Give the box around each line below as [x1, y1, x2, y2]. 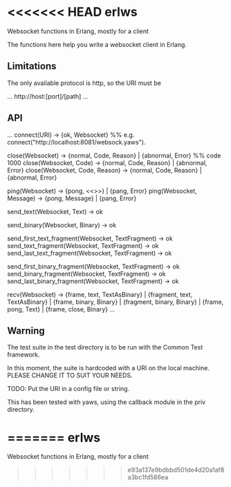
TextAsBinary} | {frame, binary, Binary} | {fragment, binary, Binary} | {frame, [7, 298, 224, 306]
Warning [7, 325, 45, 336]
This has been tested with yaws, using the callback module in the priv [7, 398, 206, 406]
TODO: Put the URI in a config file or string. [7, 385, 130, 393]
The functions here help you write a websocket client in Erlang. [7, 40, 187, 48]
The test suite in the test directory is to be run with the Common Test [7, 343, 203, 352]
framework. [7, 350, 40, 359]
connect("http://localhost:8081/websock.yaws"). [7, 137, 146, 146]
